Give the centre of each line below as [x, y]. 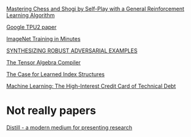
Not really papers [51, 111]
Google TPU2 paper [32, 27]
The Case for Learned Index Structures [56, 74]
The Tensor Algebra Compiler [43, 62]
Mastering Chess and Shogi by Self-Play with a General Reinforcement [95, 9]
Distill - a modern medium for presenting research [69, 127]
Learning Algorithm [31, 15]
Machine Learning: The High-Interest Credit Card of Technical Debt [91, 86]
